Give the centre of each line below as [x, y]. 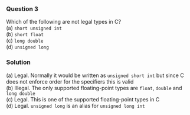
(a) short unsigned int [34, 28]
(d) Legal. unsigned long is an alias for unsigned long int [76, 106]
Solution [19, 62]
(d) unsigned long [27, 47]
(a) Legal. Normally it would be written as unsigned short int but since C [95, 75]
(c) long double [25, 41]
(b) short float [25, 34]
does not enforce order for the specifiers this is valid [70, 81]
